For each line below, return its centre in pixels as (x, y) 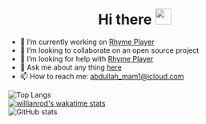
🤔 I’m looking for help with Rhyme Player (87, 58)
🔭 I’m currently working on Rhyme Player (87, 42)
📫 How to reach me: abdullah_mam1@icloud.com (102, 76)
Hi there (125, 20)
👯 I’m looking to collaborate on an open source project (109, 50)
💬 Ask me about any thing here (71, 67)
